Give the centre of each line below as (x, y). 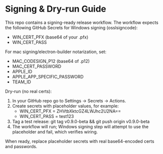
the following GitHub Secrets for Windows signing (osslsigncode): (71, 27)
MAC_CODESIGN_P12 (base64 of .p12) (51, 61)
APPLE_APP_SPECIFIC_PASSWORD (48, 77)
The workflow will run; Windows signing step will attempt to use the (80, 126)
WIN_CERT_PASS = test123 (47, 116)
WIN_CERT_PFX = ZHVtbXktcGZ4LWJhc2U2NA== (70, 111)
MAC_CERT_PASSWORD (37, 66)
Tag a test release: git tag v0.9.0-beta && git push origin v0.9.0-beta (81, 121)
